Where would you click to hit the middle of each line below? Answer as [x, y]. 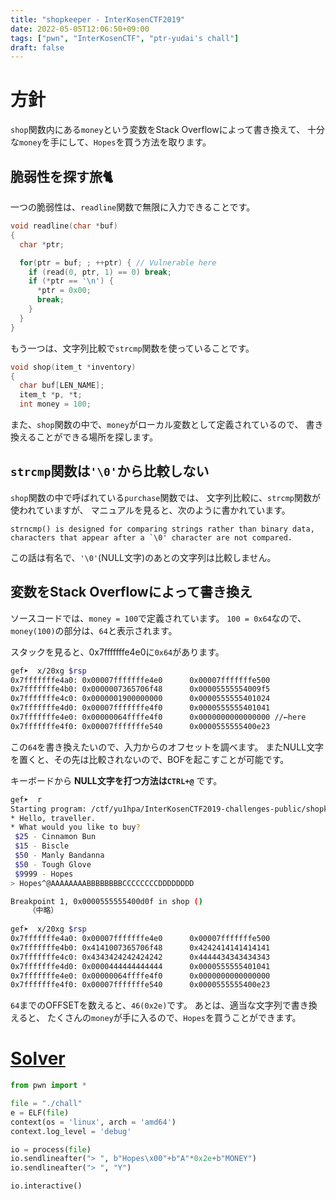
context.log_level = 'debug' [71, 1131]
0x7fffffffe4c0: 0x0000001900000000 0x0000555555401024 [140, 699]
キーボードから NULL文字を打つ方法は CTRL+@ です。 [116, 780]
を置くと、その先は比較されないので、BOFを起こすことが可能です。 [150, 759]
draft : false [37, 47]
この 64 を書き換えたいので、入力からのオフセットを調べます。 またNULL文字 [167, 747]
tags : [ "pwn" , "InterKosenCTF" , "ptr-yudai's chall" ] [125, 38]
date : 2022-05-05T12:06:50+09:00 [80, 29]
